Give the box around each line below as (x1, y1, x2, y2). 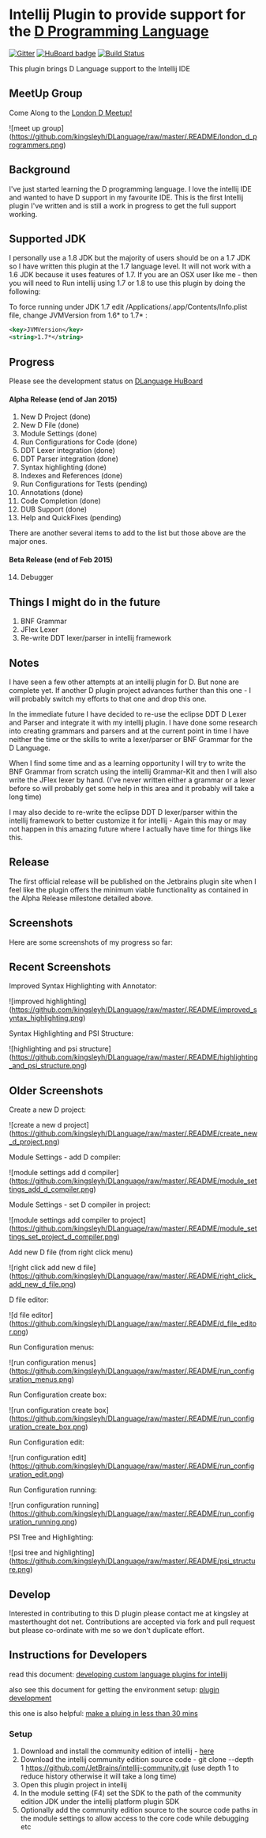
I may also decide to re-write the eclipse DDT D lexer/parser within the (9, 807, 238, 816)
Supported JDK (9, 232, 86, 245)
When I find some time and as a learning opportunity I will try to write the (9, 758, 246, 767)
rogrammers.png (9, 140, 64, 150)
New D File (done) (20, 420, 80, 430)
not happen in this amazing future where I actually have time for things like (9, 824, 252, 833)
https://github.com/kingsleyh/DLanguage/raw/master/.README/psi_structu (11, 1556, 256, 1566)
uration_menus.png (9, 1375, 72, 1384)
